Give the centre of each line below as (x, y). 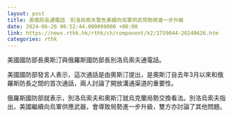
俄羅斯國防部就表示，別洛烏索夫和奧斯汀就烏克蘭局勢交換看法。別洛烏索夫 (113, 98)
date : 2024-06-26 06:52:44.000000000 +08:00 (72, 26)
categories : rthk (32, 39)
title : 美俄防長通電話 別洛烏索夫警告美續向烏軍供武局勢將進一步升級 (95, 20)
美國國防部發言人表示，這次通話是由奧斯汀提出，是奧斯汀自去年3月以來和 (112, 75)
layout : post (26, 13)
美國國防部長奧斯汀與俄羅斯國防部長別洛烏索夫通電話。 (86, 60)
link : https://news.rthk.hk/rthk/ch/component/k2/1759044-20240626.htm (113, 33)
